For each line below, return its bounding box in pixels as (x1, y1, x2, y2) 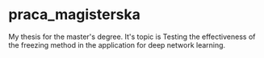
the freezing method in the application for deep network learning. (8, 40, 226, 49)
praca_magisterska (8, 6, 141, 24)
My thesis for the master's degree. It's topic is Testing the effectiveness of (8, 32, 256, 41)
